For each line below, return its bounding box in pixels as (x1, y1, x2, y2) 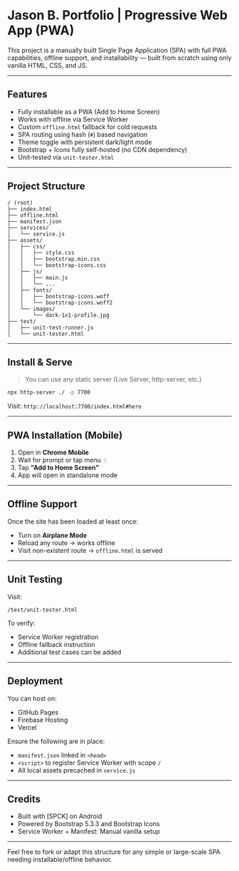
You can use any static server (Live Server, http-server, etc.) (24, 375, 202, 384)
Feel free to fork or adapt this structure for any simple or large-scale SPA (7, 847, 221, 856)
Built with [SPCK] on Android (17, 812, 102, 820)
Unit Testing (7, 574, 63, 586)
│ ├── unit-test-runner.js (7, 324, 94, 331)
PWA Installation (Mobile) (7, 429, 123, 442)
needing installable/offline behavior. (7, 855, 112, 864)
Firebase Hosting (17, 715, 68, 724)
